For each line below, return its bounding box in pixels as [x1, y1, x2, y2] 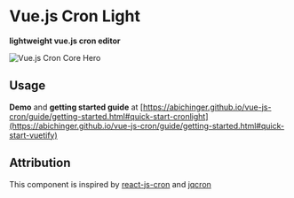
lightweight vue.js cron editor [9, 35, 121, 46]
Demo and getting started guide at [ [9, 102, 144, 112]
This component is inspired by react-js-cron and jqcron [9, 179, 211, 189]
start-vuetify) [9, 130, 58, 141]
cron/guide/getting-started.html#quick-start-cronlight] [9, 110, 209, 121]
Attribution [9, 156, 71, 171]
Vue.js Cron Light [9, 6, 140, 27]
